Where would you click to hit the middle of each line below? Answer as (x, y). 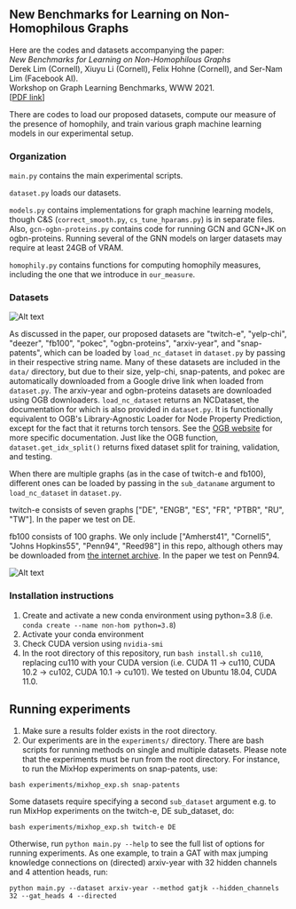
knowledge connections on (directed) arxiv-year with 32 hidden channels (143, 862)
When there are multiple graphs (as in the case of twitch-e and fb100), (137, 474)
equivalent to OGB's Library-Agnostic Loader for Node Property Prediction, (146, 419)
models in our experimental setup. (72, 133)
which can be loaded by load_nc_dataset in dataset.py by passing (165, 353)
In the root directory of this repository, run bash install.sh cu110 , (143, 653)
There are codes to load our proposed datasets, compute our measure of (143, 114)
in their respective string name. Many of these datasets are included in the (145, 363)
